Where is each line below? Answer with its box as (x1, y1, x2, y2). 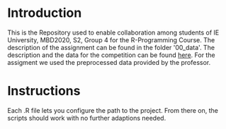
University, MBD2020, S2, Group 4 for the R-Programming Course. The (7, 35, 215, 44)
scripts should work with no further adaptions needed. (7, 113, 166, 122)
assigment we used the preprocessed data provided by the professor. (7, 58, 211, 66)
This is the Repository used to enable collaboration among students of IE (7, 28, 220, 37)
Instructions (7, 83, 81, 99)
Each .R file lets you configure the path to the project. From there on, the (7, 106, 218, 114)
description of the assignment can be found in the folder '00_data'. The (7, 43, 215, 51)
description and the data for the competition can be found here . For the (7, 51, 215, 59)
